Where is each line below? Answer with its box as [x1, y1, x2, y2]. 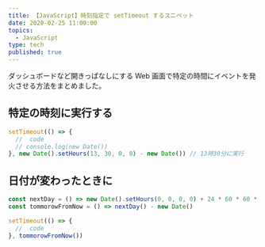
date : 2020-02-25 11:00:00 [8, 19, 98, 27]
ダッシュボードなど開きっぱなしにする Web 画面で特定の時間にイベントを [8, 71, 250, 80]
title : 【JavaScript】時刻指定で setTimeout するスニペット [8, 11, 194, 20]
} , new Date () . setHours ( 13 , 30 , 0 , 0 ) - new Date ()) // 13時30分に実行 [8, 150, 244, 158]
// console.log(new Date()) [15, 142, 109, 150]
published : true [8, 48, 62, 56]
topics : [8, 26, 34, 34]
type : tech [8, 41, 44, 49]
